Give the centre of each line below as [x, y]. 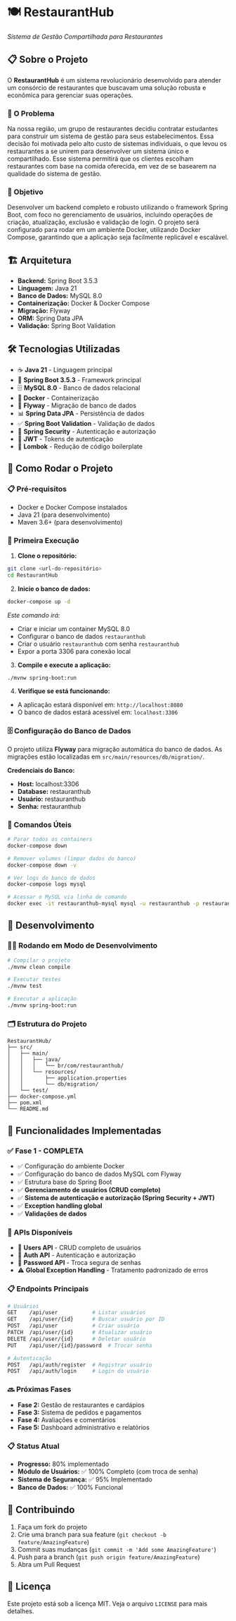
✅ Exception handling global [60, 1206]
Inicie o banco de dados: [54, 589]
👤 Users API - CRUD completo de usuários [79, 1248]
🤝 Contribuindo [41, 1510]
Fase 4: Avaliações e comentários [66, 1419]
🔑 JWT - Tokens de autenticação [65, 439]
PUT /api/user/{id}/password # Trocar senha [80, 1345]
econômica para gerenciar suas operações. [70, 95]
